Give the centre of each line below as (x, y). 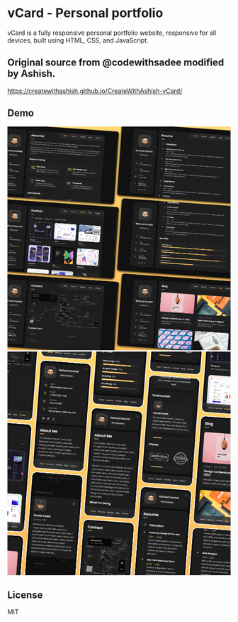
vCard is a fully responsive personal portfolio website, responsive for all (112, 33)
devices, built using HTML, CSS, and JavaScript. (78, 40)
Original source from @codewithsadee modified (116, 63)
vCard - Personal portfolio (85, 13)
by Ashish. (32, 73)
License (25, 595)
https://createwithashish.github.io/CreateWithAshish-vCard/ (95, 91)
